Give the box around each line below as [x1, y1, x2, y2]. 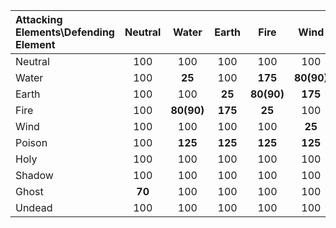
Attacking [15, 13, 63, 26]
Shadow [15, 169, 54, 182]
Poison [15, 136, 48, 149]
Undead [15, 201, 53, 214]
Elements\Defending [15, 25, 115, 39]
